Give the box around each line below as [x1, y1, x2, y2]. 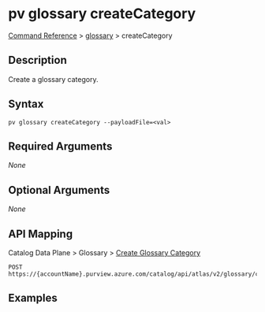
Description [8, 54, 67, 67]
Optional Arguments [8, 183, 110, 197]
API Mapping [8, 227, 73, 240]
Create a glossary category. [8, 74, 99, 84]
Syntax [8, 98, 44, 111]
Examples [8, 292, 58, 305]
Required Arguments [8, 139, 113, 153]
